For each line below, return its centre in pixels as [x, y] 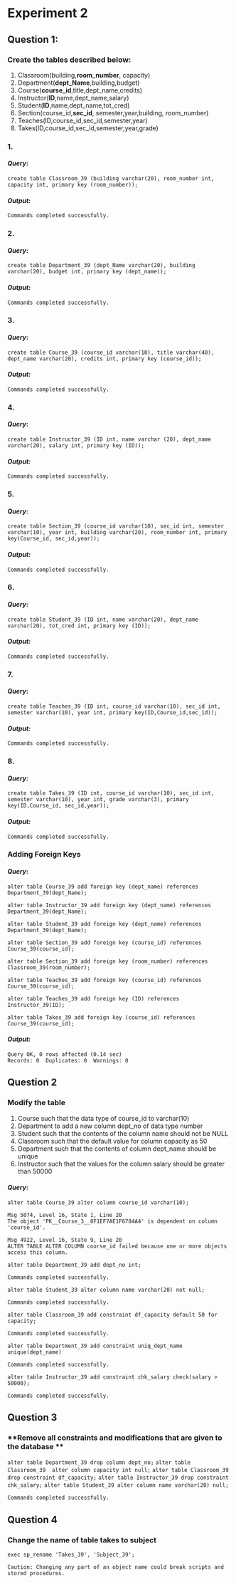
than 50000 [35, 1171]
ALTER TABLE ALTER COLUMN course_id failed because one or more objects [117, 1246]
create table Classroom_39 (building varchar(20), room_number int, [111, 179]
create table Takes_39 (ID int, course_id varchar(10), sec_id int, [111, 793]
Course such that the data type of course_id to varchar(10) [103, 1118]
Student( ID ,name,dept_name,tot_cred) [74, 105]
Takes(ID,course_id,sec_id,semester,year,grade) [88, 128]
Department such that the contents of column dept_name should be [117, 1149]
